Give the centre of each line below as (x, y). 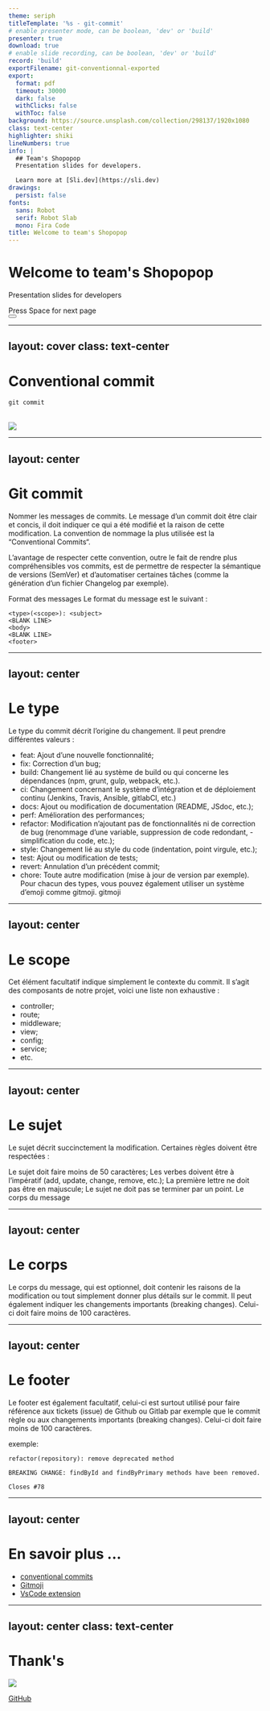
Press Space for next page (52, 310)
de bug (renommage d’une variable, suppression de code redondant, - (137, 832)
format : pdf (36, 83)
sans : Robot (36, 210)
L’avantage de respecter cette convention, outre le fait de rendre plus (123, 557)
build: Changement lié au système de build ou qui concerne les (124, 772)
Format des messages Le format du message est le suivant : (108, 598)
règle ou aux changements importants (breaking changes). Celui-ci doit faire (135, 1420)
